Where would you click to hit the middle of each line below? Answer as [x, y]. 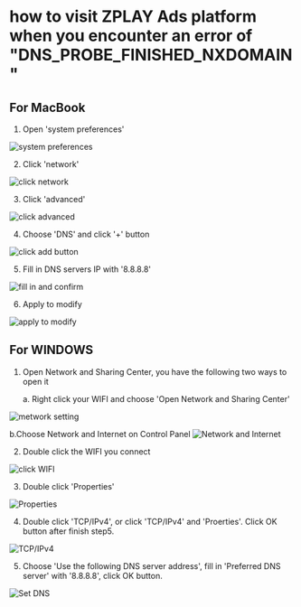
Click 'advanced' [54, 199]
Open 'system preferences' [73, 129]
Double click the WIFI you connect [86, 451]
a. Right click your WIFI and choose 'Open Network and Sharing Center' [156, 398]
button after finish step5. [68, 531]
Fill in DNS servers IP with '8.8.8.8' [87, 269]
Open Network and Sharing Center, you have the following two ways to [155, 371]
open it [36, 381]
